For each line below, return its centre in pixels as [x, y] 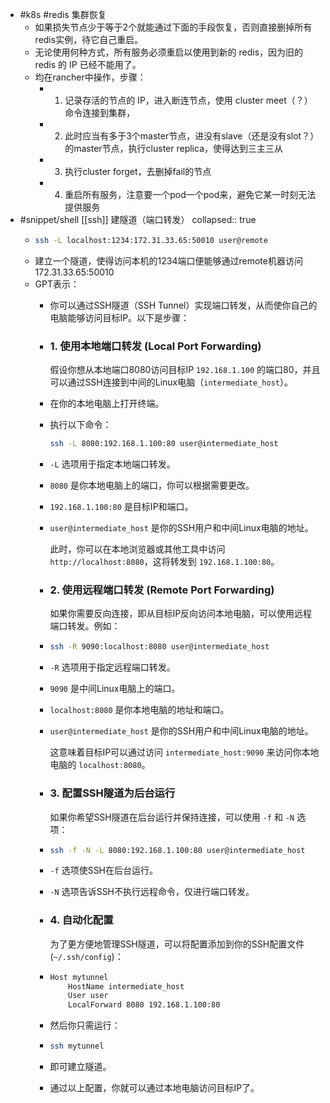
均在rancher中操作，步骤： [90, 77]
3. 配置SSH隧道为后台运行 [112, 793]
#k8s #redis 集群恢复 [63, 14]
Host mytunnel [79, 977]
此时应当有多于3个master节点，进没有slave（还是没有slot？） [192, 136]
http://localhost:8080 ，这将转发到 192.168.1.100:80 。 [164, 562]
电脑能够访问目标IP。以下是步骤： [119, 317]
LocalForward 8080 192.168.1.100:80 [144, 1005]
